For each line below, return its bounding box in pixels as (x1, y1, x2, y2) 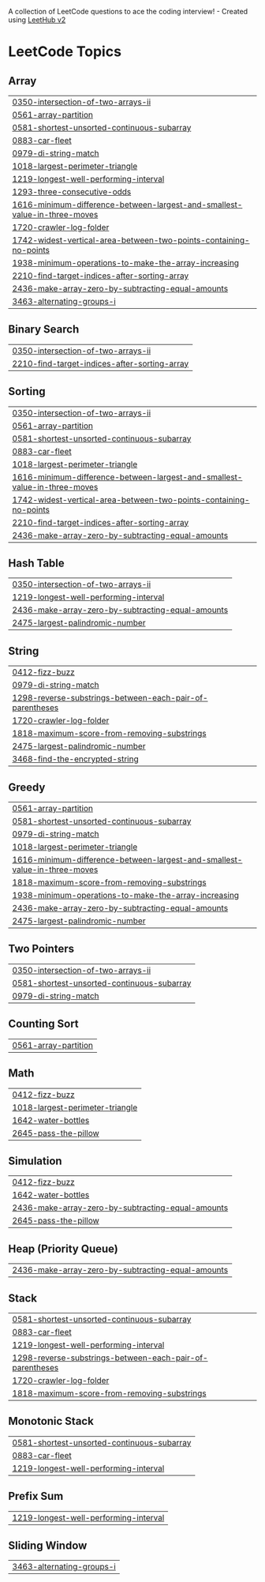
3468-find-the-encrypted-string (12, 753, 140, 765)
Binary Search (8, 323, 80, 336)
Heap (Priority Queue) (8, 1242, 118, 1255)
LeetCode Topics (8, 43, 122, 61)
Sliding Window (8, 1539, 88, 1552)
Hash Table (8, 557, 65, 570)
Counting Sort (8, 1017, 79, 1031)
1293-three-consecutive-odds (12, 186, 132, 197)
